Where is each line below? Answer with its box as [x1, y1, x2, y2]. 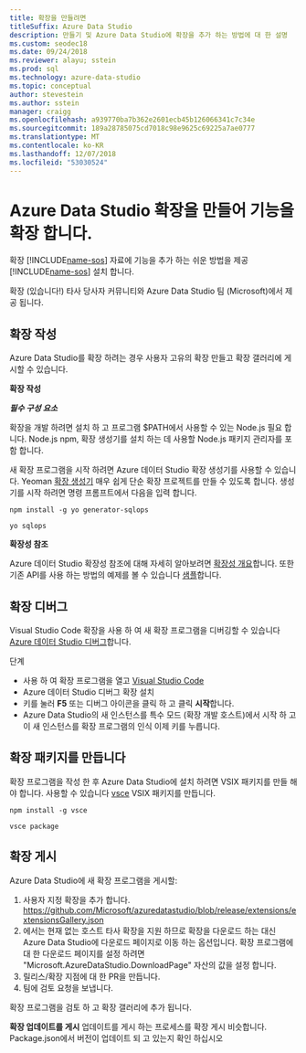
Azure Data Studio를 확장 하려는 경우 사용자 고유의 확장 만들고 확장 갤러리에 [9, 353, 282, 364]
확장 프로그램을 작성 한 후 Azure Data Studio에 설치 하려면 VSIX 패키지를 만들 [9, 776, 288, 787]
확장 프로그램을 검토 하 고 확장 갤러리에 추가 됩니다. [9, 1002, 192, 1013]
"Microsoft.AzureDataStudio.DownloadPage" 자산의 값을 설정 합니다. [22, 959, 277, 970]
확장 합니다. [9, 223, 93, 243]
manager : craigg [9, 107, 71, 116]
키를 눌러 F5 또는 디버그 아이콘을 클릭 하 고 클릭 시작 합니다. [22, 698, 235, 709]
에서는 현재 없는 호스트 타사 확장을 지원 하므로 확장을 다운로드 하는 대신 [22, 925, 277, 936]
